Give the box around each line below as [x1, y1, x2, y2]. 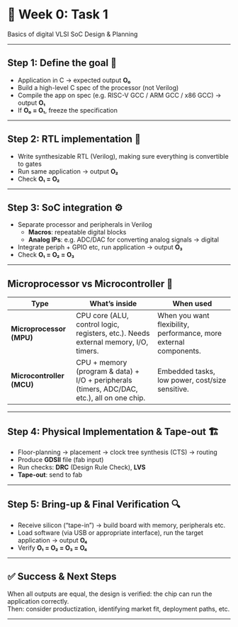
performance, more [157, 329, 222, 339]
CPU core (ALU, [76, 311, 129, 321]
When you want [157, 311, 210, 321]
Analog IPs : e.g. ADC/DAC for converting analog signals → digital [28, 235, 220, 244]
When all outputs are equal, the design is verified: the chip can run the [7, 589, 212, 598]
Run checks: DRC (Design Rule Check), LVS [17, 463, 147, 471]
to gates [17, 159, 42, 168]
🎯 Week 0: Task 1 [7, 6, 108, 23]
